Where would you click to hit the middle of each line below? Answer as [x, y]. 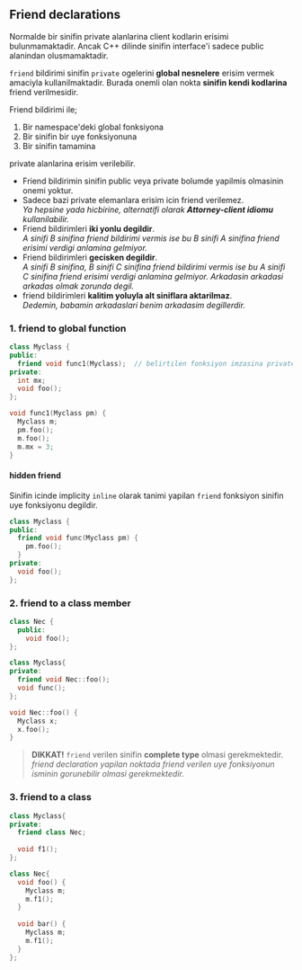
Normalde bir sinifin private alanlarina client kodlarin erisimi [119, 36]
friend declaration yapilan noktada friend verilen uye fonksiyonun [153, 764]
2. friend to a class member [71, 603]
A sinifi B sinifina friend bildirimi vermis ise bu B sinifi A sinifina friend [151, 238]
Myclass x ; [38, 721]
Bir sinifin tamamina [59, 146]
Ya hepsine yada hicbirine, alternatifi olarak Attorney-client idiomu [148, 209]
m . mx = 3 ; [36, 447]
